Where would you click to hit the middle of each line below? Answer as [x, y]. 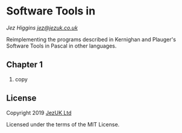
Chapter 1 [25, 65]
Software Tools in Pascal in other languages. [61, 46]
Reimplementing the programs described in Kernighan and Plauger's [91, 39]
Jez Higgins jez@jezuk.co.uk [42, 28]
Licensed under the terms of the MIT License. [63, 124]
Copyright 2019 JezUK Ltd [39, 113]
